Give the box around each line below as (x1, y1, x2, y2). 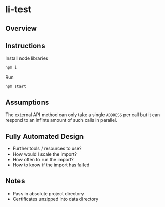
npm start (5, 84, 27, 89)
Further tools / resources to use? (12, 145, 82, 152)
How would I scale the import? (12, 151, 77, 157)
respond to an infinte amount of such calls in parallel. (5, 117, 117, 123)
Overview (5, 24, 37, 33)
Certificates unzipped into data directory (12, 196, 99, 202)
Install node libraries (5, 55, 48, 61)
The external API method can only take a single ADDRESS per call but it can (5, 111, 160, 118)
